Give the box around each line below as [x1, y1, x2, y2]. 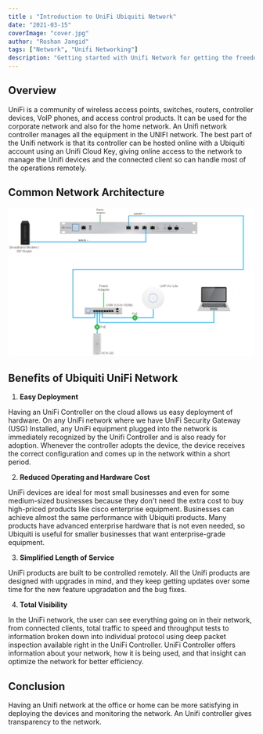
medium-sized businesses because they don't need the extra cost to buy [8, 496, 244, 506]
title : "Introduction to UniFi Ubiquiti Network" [8, 13, 177, 20]
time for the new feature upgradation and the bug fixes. [8, 585, 187, 594]
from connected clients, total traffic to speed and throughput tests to [8, 623, 229, 633]
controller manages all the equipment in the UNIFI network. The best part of [8, 129, 253, 139]
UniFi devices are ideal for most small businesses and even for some [8, 488, 229, 497]
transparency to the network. [8, 717, 102, 726]
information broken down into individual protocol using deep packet [8, 632, 227, 641]
